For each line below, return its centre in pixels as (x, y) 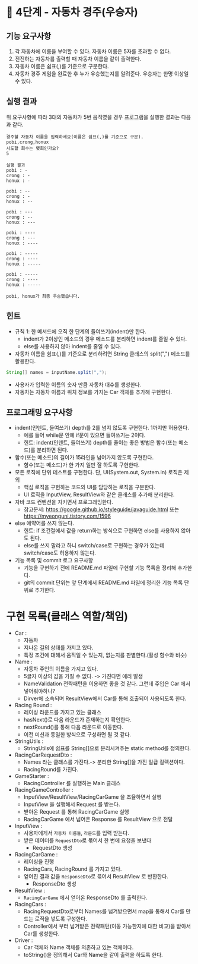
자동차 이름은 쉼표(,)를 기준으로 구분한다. (62, 66)
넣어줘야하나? (39, 691)
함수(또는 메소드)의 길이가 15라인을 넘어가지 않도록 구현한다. (84, 458)
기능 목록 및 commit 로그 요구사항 (54, 560)
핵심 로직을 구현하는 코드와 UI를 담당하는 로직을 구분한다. (90, 487)
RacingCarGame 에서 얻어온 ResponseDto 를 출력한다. (86, 897)
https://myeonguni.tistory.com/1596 (67, 516)
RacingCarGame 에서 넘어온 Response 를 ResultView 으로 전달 (98, 819)
